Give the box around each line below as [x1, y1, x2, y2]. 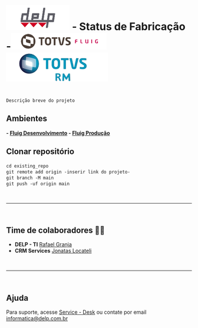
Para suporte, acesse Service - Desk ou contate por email [6, 308, 147, 316]
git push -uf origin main [6, 181, 70, 186]
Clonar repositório [6, 147, 75, 157]
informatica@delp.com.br [6, 315, 68, 322]
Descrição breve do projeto [6, 97, 75, 104]
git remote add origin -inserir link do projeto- [6, 169, 131, 175]
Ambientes [6, 114, 48, 124]
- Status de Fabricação [71, 20, 186, 34]
